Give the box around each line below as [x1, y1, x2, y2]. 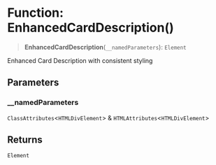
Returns [7, 134, 43, 146]
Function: [7, 5, 64, 21]
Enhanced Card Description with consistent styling [7, 56, 153, 64]
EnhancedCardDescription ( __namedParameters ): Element [24, 43, 187, 51]
